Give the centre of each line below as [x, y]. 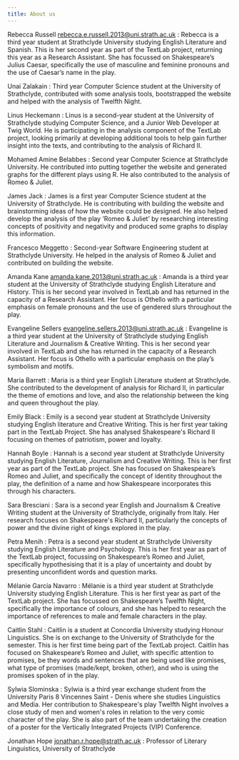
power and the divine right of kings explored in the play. [89, 527]
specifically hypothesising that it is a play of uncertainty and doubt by [110, 564]
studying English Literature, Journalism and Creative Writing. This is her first [119, 460]
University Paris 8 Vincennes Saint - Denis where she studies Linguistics [114, 696]
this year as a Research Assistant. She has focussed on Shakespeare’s [111, 57]
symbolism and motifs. [41, 366]
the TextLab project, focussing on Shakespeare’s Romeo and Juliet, [106, 557]
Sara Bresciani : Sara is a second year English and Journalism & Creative [114, 505]
